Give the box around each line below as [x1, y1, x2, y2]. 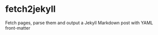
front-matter [5, 25, 31, 31]
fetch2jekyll [5, 3, 56, 15]
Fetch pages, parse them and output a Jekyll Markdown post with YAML [5, 20, 154, 26]
